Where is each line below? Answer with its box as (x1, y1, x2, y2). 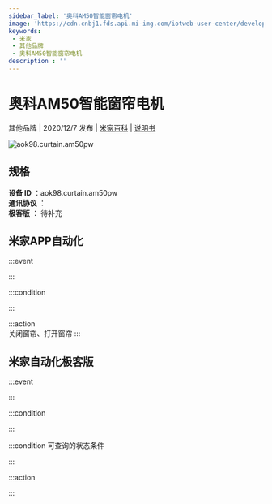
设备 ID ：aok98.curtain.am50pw (8, 187, 118, 197)
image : (8, 19, 31, 28)
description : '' (8, 58, 67, 66)
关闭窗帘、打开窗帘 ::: (8, 329, 81, 338)
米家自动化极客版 (8, 355, 94, 368)
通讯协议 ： (8, 198, 46, 208)
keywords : (8, 27, 42, 35)
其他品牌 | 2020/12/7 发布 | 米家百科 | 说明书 (8, 123, 156, 132)
